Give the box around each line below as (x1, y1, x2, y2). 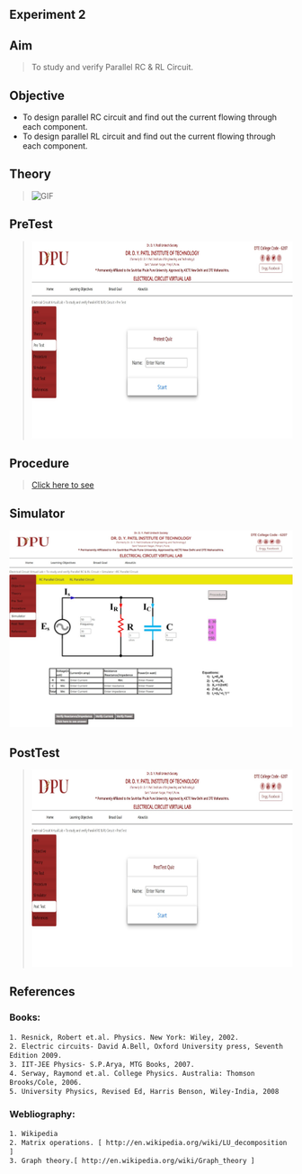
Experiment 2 (9, 7, 86, 23)
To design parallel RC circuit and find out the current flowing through (22, 112, 277, 123)
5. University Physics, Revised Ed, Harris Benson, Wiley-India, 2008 (9, 1087, 280, 1096)
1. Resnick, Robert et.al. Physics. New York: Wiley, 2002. (9, 1033, 240, 1042)
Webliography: (9, 1107, 75, 1120)
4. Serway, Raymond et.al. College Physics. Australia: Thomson (9, 1069, 255, 1078)
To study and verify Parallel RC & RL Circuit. (31, 62, 194, 73)
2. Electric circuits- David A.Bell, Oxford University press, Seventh (9, 1042, 283, 1051)
